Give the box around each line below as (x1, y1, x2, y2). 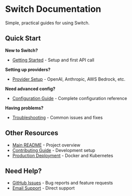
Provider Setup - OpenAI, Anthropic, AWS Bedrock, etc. (12, 76, 126, 82)
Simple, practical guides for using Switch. (5, 20, 90, 26)
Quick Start (5, 34, 41, 43)
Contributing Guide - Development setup (12, 147, 95, 153)
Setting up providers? (5, 66, 51, 72)
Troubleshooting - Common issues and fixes (12, 114, 103, 120)
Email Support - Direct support (12, 185, 75, 191)
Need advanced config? (5, 86, 56, 92)
